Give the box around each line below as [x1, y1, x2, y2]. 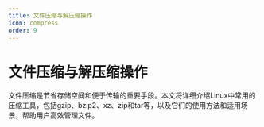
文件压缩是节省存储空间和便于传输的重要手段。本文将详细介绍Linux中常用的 [8, 90, 256, 100]
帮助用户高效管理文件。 [21, 110, 99, 120]
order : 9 [8, 26, 37, 34]
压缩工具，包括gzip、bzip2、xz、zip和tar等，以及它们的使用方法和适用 [8, 101, 241, 110]
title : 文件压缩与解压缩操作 [8, 11, 93, 20]
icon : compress [8, 19, 59, 27]
